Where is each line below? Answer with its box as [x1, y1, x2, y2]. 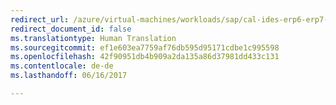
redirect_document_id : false [10, 24, 132, 34]
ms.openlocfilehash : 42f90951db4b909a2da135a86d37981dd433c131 [10, 52, 280, 62]
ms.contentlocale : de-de [10, 61, 114, 71]
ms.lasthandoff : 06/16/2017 [10, 71, 128, 81]
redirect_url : [10, 14, 70, 25]
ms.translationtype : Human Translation [10, 33, 177, 43]
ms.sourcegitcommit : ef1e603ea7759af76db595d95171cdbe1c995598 [10, 42, 280, 53]
